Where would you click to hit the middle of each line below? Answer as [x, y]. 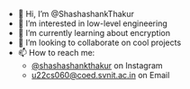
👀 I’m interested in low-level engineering [93, 23]
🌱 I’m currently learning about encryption [94, 33]
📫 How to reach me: [56, 53]
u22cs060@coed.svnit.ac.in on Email [100, 75]
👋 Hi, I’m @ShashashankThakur [76, 14]
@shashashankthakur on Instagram [97, 66]
